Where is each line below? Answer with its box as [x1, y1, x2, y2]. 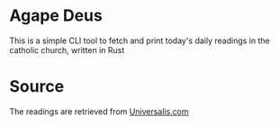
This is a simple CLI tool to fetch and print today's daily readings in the [9, 35, 270, 46]
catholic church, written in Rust [9, 44, 125, 55]
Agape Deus [9, 5, 103, 26]
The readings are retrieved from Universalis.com [9, 105, 189, 117]
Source [9, 76, 65, 97]
